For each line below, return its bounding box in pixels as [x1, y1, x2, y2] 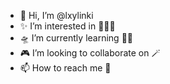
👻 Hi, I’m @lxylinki [19, 10, 94, 21]
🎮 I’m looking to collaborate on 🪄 [19, 47, 161, 59]
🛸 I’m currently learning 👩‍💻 [19, 32, 134, 44]
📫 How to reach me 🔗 [19, 62, 112, 74]
